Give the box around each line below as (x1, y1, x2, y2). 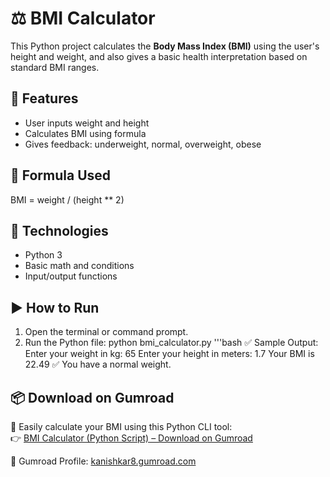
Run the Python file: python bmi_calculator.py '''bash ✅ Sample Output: (24, 337, 319, 349)
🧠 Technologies (10, 222, 109, 239)
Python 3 (24, 249, 63, 261)
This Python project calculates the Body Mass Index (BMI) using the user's (10, 40, 320, 52)
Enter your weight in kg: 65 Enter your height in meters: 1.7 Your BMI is (24, 348, 315, 360)
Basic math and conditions (24, 260, 135, 272)
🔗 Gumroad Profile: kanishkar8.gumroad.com (10, 455, 197, 467)
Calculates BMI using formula (24, 127, 147, 139)
